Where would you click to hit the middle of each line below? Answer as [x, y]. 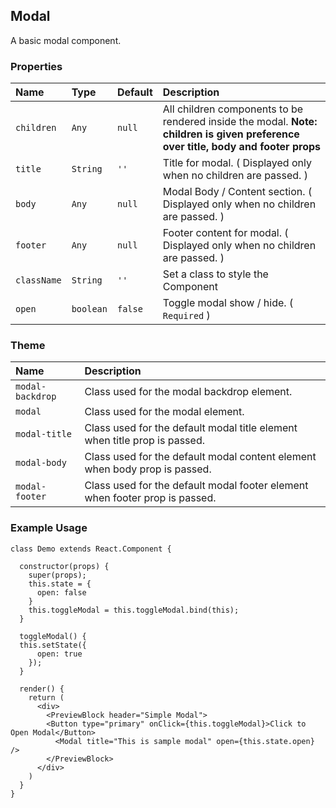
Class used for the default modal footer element [196, 486]
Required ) [186, 316]
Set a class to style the [215, 274]
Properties [36, 66]
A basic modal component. [66, 40]
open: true [59, 654]
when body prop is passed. [148, 469]
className [38, 280]
